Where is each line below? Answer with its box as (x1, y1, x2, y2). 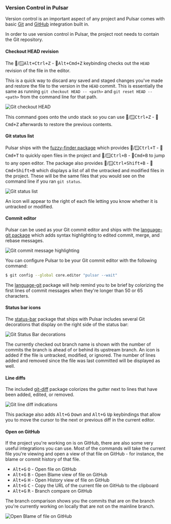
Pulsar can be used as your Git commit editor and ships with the (5, 226, 140, 233)
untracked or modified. (5, 203, 54, 209)
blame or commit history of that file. (5, 456, 81, 463)
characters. (5, 292, 30, 299)
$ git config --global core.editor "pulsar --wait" (5, 273, 117, 278)
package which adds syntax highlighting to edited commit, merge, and (12, 232, 160, 238)
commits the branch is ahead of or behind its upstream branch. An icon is (5, 346, 160, 352)
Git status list (5, 133, 34, 139)
